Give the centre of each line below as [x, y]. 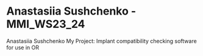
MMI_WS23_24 [46, 24]
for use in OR [23, 47]
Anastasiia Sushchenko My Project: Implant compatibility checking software [101, 41]
